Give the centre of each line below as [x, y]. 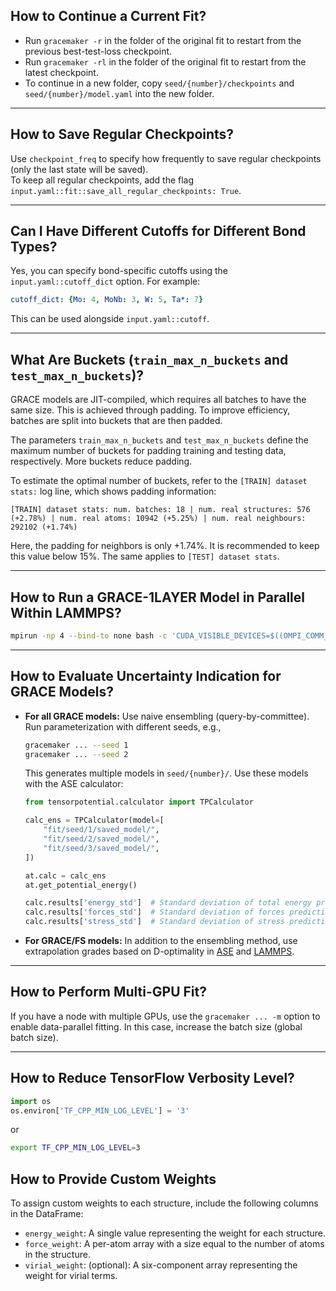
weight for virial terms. [71, 1276]
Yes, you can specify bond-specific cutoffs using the [119, 271]
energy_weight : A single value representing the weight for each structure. [175, 1233]
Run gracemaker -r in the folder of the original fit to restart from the [163, 40]
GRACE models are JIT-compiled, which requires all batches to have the [158, 400]
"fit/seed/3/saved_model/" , [101, 848]
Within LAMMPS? [66, 612]
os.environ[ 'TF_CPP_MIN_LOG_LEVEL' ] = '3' [100, 1110]
